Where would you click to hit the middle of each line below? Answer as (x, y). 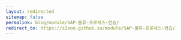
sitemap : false (25, 17)
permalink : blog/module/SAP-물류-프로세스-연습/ (62, 22)
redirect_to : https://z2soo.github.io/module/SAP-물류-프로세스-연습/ (90, 28)
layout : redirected (30, 11)
